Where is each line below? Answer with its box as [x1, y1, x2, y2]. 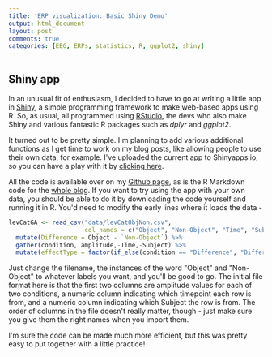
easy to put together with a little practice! [8, 339, 146, 349]
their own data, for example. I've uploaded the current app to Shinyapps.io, [8, 152, 259, 162]
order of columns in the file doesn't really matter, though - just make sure [8, 306, 253, 316]
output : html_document [8, 19, 85, 28]
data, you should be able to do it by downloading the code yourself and [8, 194, 246, 204]
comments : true [8, 34, 60, 43]
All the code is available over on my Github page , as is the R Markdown [8, 176, 245, 187]
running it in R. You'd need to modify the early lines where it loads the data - [8, 202, 263, 212]
